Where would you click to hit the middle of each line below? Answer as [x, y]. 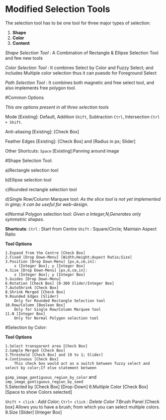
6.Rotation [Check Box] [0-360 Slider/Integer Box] [60, 283]
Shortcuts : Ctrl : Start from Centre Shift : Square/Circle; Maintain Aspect [81, 229]
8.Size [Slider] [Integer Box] [34, 412]
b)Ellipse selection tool [28, 179]
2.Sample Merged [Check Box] [35, 350]
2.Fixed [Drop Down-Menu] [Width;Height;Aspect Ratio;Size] [69, 257]
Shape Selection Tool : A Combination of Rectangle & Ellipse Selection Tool [82, 53]
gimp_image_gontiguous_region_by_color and [51, 377]
